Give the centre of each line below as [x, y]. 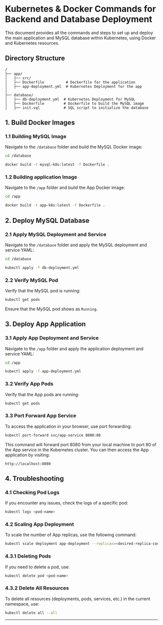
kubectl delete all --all [31, 613]
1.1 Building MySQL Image [36, 136]
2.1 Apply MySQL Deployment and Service [56, 234]
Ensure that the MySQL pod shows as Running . [51, 309]
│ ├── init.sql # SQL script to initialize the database [77, 108]
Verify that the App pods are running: [42, 394]
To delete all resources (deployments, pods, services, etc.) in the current [78, 599]
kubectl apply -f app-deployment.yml [43, 372]
